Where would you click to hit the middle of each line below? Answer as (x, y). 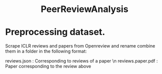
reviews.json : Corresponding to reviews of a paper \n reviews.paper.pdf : (82, 61)
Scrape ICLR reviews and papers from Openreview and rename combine (80, 46)
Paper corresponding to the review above (48, 66)
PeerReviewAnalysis (85, 9)
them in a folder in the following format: (46, 51)
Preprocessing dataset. (55, 32)
